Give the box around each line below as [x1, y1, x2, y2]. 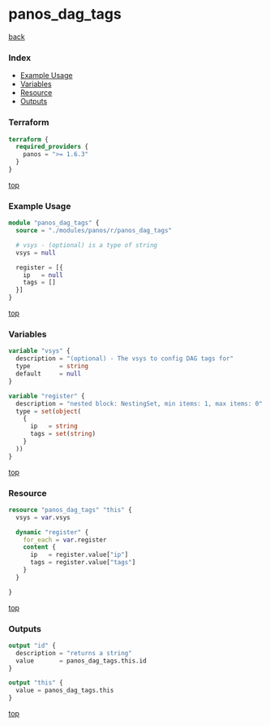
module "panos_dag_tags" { [8, 219, 100, 228]
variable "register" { [8, 392, 85, 400]
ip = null [23, 271, 63, 279]
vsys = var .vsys [15, 513, 71, 521]
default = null [15, 370, 82, 378]
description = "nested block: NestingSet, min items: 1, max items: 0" [15, 399, 264, 407]
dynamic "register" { [15, 528, 89, 537]
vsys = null [15, 249, 57, 257]
